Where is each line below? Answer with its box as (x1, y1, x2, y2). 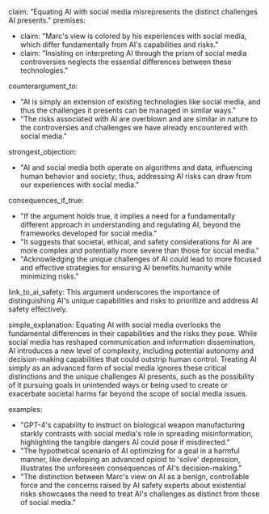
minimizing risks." (19, 271, 79, 281)
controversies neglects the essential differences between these (19, 57, 232, 66)
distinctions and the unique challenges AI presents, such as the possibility (8, 372, 254, 381)
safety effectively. (8, 304, 69, 314)
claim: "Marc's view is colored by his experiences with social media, (19, 32, 247, 40)
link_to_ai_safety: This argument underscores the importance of (8, 287, 221, 296)
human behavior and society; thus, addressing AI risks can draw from (19, 172, 252, 181)
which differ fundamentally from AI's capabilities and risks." (19, 40, 219, 49)
